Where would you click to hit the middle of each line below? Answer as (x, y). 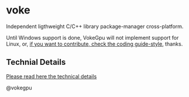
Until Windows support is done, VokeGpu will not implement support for (92, 37)
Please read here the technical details (51, 76)
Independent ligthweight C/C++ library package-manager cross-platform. (95, 26)
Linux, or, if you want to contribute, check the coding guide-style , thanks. (94, 44)
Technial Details (36, 62)
